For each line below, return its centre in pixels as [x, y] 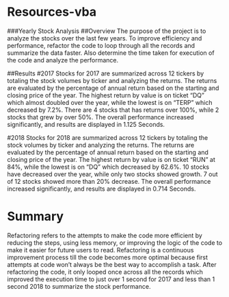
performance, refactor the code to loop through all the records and [101, 45]
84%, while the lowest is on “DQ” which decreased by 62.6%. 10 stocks [108, 167]
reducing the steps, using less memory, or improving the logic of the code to [115, 242]
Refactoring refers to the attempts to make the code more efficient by [105, 235]
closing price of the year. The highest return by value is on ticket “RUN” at [111, 159]
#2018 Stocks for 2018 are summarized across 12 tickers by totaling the [108, 137]
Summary [35, 216]
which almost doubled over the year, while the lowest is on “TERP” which [110, 102]
